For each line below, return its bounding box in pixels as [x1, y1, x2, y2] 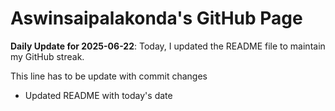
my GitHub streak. [10, 50, 85, 62]
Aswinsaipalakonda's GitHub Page [10, 7, 303, 30]
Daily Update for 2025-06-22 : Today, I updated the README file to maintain [10, 40, 326, 52]
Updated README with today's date [24, 89, 173, 101]
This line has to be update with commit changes [10, 70, 208, 82]
